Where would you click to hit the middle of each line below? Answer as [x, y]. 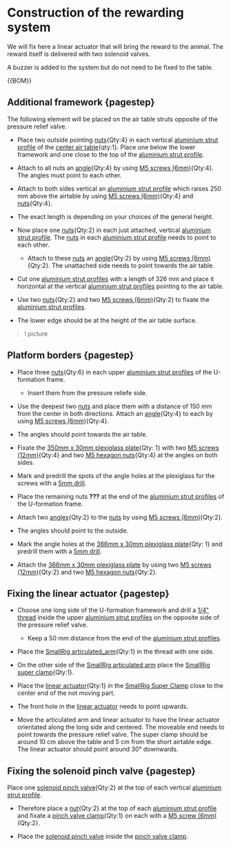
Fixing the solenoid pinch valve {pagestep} [101, 771]
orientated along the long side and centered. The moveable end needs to [121, 727]
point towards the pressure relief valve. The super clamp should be [112, 734]
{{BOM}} [20, 80]
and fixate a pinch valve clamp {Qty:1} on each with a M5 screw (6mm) [117, 816]
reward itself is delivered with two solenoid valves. [79, 54]
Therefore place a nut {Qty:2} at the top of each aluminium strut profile [117, 808]
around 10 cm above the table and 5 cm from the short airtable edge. [115, 742]
